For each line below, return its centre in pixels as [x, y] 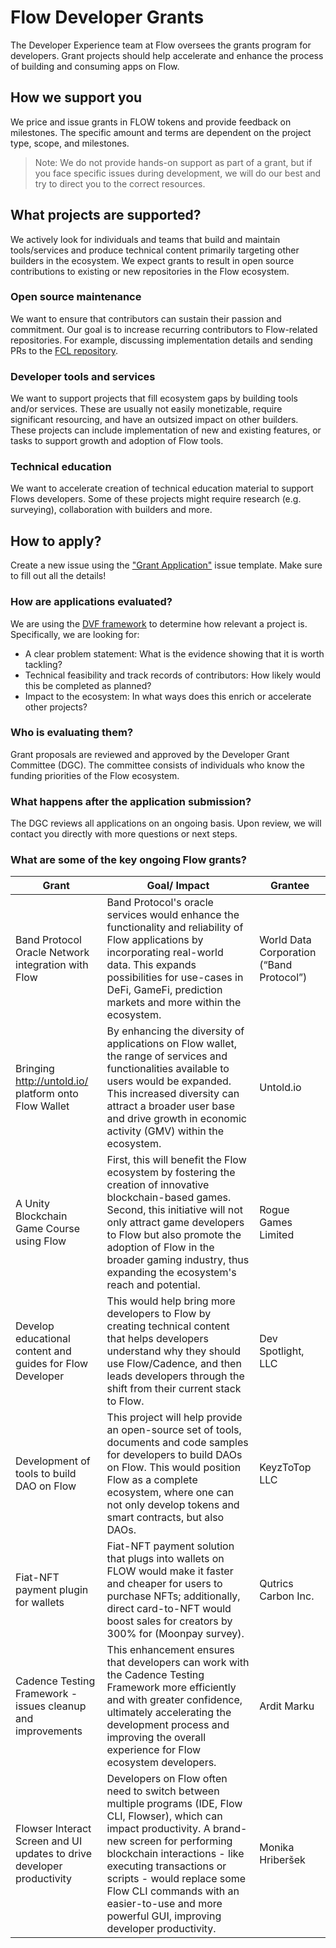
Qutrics [276, 1584]
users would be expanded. [169, 1081]
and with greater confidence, [174, 1700]
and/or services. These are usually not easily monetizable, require [146, 409]
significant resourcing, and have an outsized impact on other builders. [154, 420]
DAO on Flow [46, 1486]
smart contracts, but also [165, 1518]
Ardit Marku [287, 1706]
